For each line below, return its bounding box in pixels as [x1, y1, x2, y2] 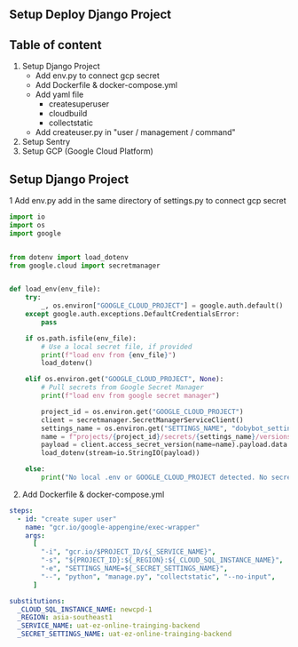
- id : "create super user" [17, 515, 117, 523]
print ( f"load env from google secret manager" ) [41, 391, 220, 401]
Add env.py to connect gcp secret [35, 70, 160, 81]
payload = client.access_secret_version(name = [41, 440, 216, 450]
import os [9, 220, 46, 229]
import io [9, 212, 46, 221]
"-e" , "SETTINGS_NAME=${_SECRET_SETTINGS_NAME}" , [41, 564, 228, 573]
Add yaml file [35, 89, 84, 100]
